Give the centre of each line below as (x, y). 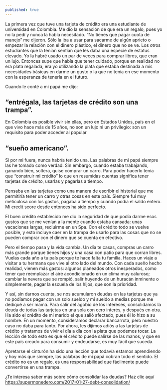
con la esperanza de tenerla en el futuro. (47, 77)
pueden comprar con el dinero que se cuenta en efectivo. (64, 238)
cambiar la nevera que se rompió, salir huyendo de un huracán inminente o (82, 279)
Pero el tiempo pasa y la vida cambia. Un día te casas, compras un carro (80, 248)
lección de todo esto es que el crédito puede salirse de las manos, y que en (83, 336)
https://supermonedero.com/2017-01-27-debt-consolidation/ (68, 382)
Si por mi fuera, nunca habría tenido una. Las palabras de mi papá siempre (82, 160)
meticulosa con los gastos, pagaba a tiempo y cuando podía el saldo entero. (83, 202)
